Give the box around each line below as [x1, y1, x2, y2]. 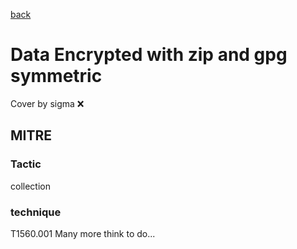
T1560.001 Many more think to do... [10, 227, 156, 239]
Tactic [10, 157, 42, 171]
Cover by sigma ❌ [10, 97, 85, 109]
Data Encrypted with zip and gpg [10, 44, 288, 66]
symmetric [10, 65, 103, 88]
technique [10, 205, 62, 219]
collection [10, 180, 51, 192]
